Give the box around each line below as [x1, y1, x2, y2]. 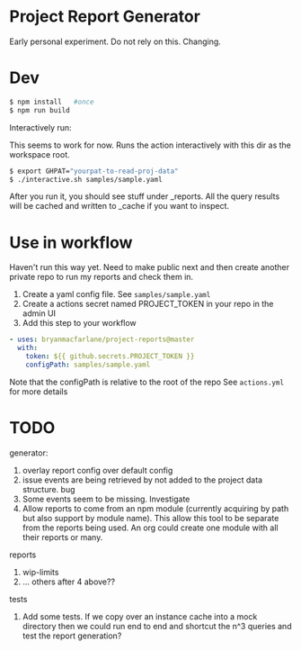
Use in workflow [9, 232, 133, 253]
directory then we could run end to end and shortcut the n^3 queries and [22, 620, 292, 631]
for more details [9, 385, 68, 397]
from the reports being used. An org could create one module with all [22, 522, 279, 533]
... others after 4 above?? [22, 576, 115, 587]
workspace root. [9, 149, 70, 159]
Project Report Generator [9, 6, 200, 27]
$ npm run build [9, 105, 70, 114]
